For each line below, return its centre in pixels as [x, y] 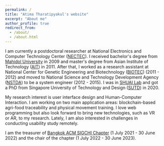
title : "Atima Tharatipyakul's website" [47, 14]
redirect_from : [21, 28]
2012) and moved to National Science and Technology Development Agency [82, 77]
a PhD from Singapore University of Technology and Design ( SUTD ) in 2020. [82, 88]
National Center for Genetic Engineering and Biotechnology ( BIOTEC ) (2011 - [82, 72]
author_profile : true [27, 23]
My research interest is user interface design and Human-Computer [73, 97]
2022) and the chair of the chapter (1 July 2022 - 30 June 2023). [70, 138]
